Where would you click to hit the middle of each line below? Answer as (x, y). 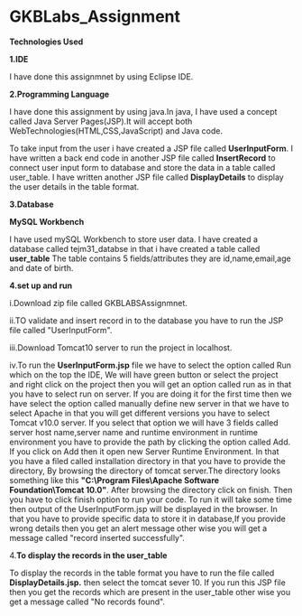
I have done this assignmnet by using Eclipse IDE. (101, 76)
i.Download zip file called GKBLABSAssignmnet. (98, 303)
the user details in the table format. (74, 186)
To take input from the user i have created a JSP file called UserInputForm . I (151, 148)
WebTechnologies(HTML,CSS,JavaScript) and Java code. (116, 131)
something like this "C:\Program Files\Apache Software (114, 480)
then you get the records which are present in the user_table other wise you (150, 592)
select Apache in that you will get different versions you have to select (140, 413)
